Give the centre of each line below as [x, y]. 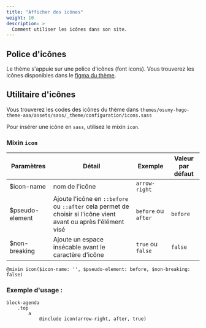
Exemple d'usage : [35, 291]
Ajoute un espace [78, 240]
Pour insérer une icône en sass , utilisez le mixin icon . [73, 127]
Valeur [184, 158]
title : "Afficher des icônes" [45, 12]
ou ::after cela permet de [91, 206]
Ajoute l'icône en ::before [91, 199]
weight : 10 [20, 18]
